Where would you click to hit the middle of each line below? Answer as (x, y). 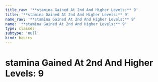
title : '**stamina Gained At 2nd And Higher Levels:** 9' (67, 15)
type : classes (20, 29)
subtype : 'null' (22, 33)
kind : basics (19, 38)
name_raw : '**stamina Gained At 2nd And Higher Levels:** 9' (71, 19)
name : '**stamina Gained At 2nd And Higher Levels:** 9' (66, 24)
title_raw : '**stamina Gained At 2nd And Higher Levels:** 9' (72, 10)
